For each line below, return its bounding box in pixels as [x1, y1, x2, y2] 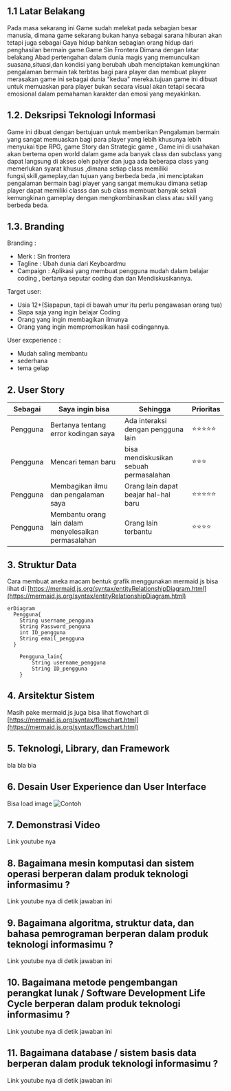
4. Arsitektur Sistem [7, 690, 95, 702]
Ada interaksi [124, 416, 167, 426]
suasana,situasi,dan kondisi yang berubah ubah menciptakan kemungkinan [7, 60, 220, 68]
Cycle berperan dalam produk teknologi [7, 998, 181, 1010]
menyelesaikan [50, 527, 99, 537]
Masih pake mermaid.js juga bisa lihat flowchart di [7, 708, 149, 716]
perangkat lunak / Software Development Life [7, 987, 206, 1000]
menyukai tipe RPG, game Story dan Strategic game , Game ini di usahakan [7, 142, 220, 151]
